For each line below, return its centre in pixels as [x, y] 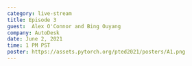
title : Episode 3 [32, 20]
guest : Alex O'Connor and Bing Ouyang [64, 26]
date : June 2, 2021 [35, 39]
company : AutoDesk [33, 33]
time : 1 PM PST [29, 45]
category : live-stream [39, 13]
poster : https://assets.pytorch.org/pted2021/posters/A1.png [96, 52]
